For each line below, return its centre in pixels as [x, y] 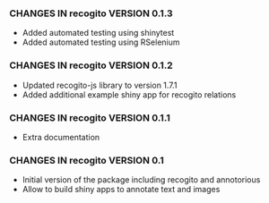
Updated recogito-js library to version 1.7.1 [100, 85]
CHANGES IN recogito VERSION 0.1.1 [90, 117]
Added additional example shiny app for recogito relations [129, 94]
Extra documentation [61, 137]
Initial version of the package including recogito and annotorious [141, 180]
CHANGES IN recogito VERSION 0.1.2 [91, 65]
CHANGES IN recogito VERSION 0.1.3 [91, 13]
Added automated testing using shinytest [98, 33]
